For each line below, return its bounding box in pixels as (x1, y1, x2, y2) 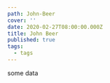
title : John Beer (7, 30, 59, 37)
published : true (7, 37, 55, 44)
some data (7, 68, 39, 77)
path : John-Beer (7, 10, 55, 18)
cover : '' (7, 17, 37, 24)
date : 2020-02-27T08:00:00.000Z (7, 23, 103, 30)
